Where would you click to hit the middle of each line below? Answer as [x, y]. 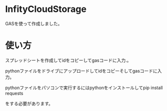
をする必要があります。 [29, 104]
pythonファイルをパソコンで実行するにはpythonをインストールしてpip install [84, 88]
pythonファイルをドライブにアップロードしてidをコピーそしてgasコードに [81, 71]
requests [14, 93]
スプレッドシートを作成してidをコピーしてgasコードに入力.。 [68, 60]
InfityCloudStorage [46, 9]
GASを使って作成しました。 [34, 23]
